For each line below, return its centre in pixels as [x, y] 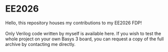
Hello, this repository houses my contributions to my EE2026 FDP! [74, 23]
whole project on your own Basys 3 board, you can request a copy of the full [85, 39]
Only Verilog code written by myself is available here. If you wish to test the [83, 33]
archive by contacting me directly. [40, 44]
